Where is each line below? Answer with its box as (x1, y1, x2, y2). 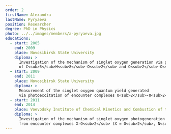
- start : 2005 (10, 41, 40, 46)
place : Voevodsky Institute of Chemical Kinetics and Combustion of (14, 107, 163, 112)
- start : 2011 (10, 97, 40, 102)
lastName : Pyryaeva (5, 17, 47, 22)
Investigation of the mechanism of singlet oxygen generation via (18, 60, 163, 65)
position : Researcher (5, 21, 51, 27)
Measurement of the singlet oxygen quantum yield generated (18, 88, 149, 93)
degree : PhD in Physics (5, 26, 56, 32)
